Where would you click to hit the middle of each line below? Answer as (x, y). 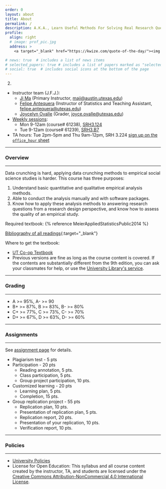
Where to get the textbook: (33, 243)
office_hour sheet (31, 140)
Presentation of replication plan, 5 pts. (59, 412)
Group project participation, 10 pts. (55, 381)
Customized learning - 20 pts (42, 386)
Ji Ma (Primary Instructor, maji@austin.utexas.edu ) (71, 98)
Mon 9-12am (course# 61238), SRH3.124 (61, 125)
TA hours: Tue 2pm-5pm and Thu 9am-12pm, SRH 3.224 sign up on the (85, 135)
